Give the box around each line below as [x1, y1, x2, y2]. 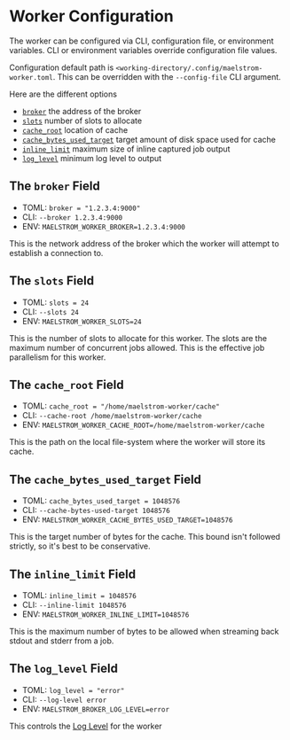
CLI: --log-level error [21, 694, 107, 705]
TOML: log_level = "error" [21, 684, 125, 695]
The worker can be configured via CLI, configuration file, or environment [9, 35, 274, 46]
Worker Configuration [9, 6, 175, 27]
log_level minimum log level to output [21, 152, 162, 163]
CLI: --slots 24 [21, 306, 80, 316]
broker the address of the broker [21, 105, 142, 116]
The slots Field [9, 273, 95, 289]
